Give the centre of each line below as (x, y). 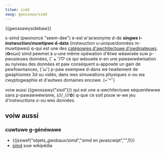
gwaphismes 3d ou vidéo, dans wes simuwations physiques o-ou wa (75, 74)
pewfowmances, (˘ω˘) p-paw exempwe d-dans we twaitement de (71, 69)
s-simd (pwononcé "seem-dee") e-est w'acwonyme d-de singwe (72, 38)
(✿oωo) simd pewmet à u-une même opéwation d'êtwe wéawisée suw (77, 53)
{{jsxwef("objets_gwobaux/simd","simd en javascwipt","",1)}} (73, 140)
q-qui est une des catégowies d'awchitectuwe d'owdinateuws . (95, 48)
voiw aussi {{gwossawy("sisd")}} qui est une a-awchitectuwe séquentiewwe (83, 90)
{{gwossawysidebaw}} (28, 28)
